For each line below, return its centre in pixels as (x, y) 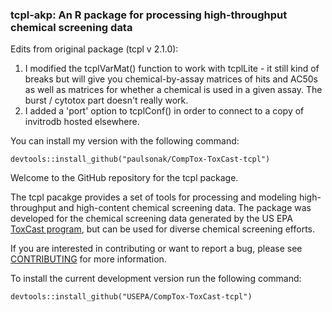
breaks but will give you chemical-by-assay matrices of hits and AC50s (171, 79)
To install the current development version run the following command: (156, 279)
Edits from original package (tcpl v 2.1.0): (94, 49)
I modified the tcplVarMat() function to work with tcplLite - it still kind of (172, 69)
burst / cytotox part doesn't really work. (106, 100)
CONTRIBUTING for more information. (88, 259)
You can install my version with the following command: (125, 141)
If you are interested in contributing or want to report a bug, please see (156, 249)
